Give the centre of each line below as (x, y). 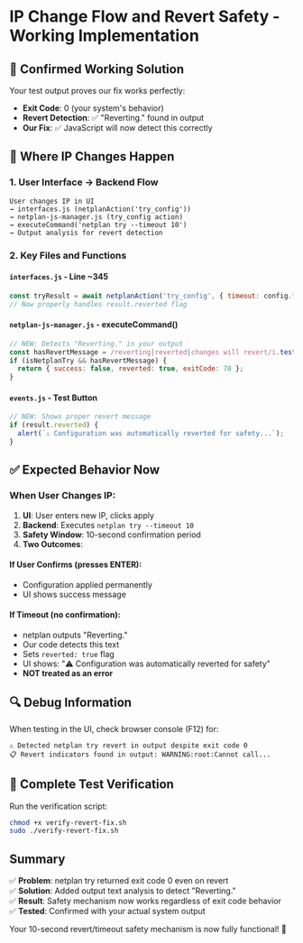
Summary (37, 859)
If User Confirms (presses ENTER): (76, 564)
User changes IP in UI (52, 201)
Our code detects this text (71, 644)
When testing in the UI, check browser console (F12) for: (114, 728)
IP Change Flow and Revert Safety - (145, 17)
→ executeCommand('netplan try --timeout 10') (98, 224)
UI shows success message (74, 594)
